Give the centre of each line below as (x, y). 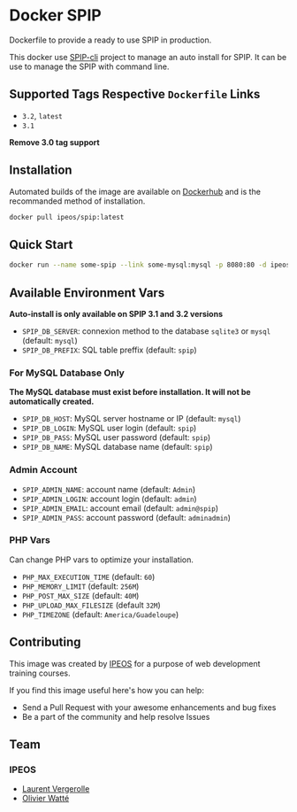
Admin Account (43, 470)
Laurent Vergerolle (56, 789)
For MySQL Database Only (67, 373)
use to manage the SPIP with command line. (89, 66)
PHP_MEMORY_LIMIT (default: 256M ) (80, 586)
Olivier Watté (46, 799)
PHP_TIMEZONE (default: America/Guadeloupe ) (100, 614)
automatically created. (52, 402)
